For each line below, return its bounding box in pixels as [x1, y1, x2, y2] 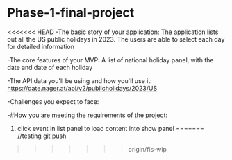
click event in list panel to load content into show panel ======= [17, 124, 205, 132]
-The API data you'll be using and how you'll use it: [7, 76, 153, 85]
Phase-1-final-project [7, 5, 135, 21]
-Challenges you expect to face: [7, 97, 99, 105]
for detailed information [7, 42, 75, 51]
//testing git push [17, 132, 67, 140]
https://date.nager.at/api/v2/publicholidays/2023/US [7, 84, 158, 92]
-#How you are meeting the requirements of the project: [7, 111, 168, 119]
